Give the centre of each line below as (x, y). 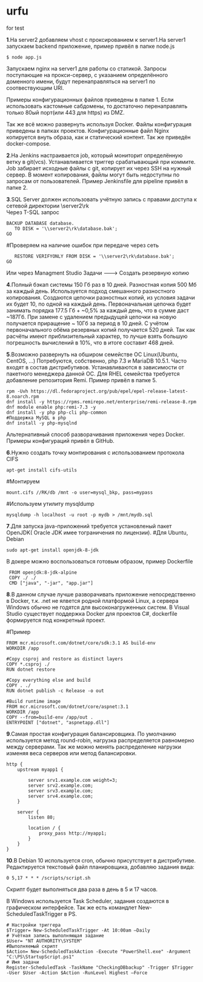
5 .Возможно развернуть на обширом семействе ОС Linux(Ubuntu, (92, 354)
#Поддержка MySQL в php (36, 418)
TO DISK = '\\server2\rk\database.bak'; (66, 229)
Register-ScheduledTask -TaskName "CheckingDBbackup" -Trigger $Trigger (100, 967)
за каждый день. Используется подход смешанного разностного (91, 291)
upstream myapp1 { (40, 769)
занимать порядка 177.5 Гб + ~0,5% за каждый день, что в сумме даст (98, 310)
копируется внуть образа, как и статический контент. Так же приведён (98, 137)
